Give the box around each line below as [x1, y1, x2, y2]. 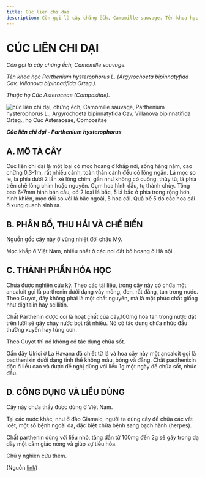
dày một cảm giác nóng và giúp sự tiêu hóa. [6, 440, 117, 448]
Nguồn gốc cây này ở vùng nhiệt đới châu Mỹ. [6, 235, 122, 243]
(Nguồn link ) [6, 464, 38, 471]
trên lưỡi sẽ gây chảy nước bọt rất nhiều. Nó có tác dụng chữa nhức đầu [6, 319, 188, 327]
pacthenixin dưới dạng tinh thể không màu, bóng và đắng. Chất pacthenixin [6, 356, 196, 364]
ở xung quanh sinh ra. [6, 202, 61, 209]
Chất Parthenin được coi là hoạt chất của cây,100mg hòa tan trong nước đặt [6, 313, 196, 320]
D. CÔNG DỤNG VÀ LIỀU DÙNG [6, 387, 125, 397]
